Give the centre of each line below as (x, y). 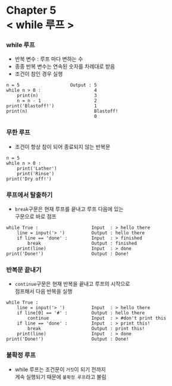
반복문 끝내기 (24, 270)
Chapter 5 (31, 10)
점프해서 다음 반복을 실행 (43, 291)
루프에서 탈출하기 (29, 195)
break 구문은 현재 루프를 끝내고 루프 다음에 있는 (69, 209)
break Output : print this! (86, 329)
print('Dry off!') (29, 179)
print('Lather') (37, 168)
